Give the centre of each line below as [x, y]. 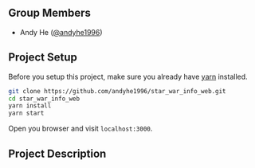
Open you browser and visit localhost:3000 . [80, 129]
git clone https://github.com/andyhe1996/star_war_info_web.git [117, 91]
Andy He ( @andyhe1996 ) [61, 32]
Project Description [57, 153]
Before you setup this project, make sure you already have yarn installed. [128, 76]
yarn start [26, 113]
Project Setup [43, 58]
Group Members [50, 13]
